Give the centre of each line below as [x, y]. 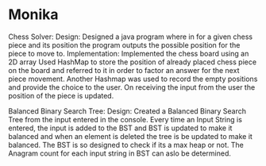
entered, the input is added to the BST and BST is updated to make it [120, 128]
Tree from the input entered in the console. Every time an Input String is [125, 119]
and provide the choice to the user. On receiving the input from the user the [132, 87]
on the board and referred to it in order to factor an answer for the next [124, 70]
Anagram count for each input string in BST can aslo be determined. [120, 153]
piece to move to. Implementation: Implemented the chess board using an [129, 53]
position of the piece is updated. [61, 95]
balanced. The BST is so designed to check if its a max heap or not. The [126, 145]
